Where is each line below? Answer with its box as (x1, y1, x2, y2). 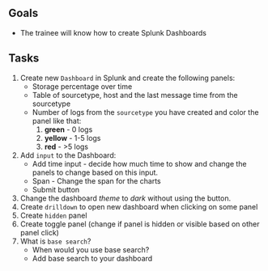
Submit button (32, 184, 80, 194)
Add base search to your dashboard (32, 253, 153, 263)
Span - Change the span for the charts (32, 176, 161, 185)
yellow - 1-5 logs (44, 133, 101, 142)
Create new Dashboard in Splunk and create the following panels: (19, 73, 236, 83)
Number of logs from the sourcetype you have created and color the (32, 107, 259, 116)
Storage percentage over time (32, 81, 133, 91)
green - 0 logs (44, 125, 93, 134)
